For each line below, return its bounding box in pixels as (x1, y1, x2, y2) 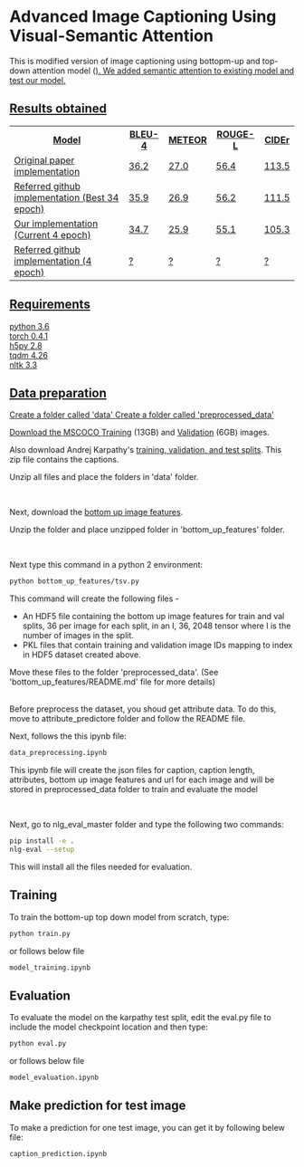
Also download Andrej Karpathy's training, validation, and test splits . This (9, 445, 282, 455)
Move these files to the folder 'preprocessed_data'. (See (9, 667, 219, 678)
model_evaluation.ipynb (9, 1073, 100, 1083)
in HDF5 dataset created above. (22, 649, 142, 660)
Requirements (9, 297, 90, 312)
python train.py (9, 929, 71, 938)
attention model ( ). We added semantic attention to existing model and (32, 65, 295, 76)
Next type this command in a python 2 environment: (9, 560, 204, 570)
